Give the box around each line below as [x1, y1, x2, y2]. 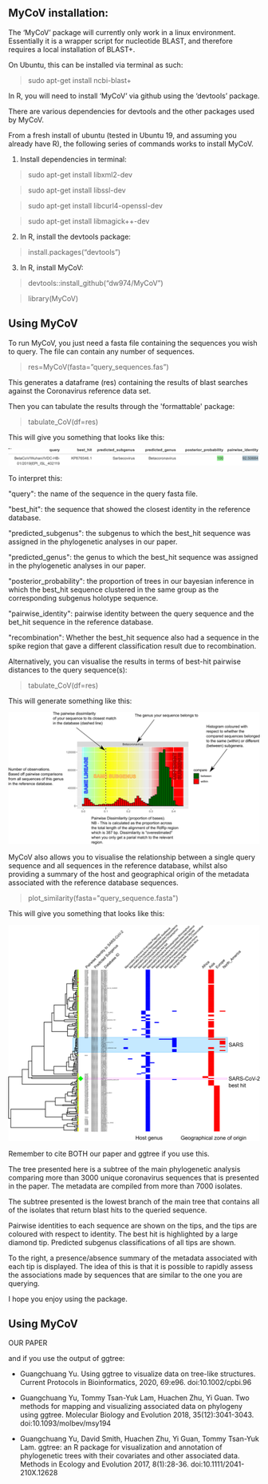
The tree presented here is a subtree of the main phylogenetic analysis [8, 1164, 241, 1173]
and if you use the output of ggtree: [8, 1354, 125, 1363]
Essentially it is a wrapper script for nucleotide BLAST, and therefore [8, 36, 233, 46]
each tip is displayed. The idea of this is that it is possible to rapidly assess [8, 1261, 254, 1271]
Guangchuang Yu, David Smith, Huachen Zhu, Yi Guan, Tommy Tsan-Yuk [19, 1434, 259, 1444]
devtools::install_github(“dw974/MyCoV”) [27, 278, 164, 288]
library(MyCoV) [27, 293, 79, 303]
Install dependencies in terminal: [19, 154, 127, 164]
